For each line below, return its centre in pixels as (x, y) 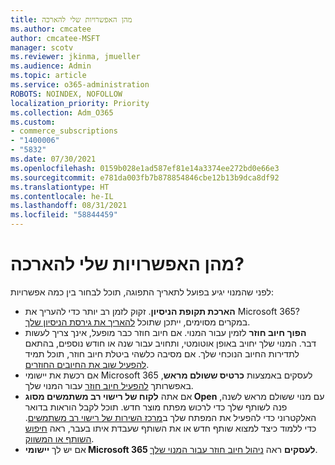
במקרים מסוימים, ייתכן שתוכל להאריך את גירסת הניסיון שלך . (137, 322)
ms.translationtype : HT (60, 187)
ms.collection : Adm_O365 (62, 112)
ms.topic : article (48, 76)
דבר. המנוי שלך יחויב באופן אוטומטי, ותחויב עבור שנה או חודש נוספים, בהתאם (170, 343)
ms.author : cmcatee (51, 29)
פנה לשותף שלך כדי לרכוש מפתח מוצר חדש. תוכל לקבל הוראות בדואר (156, 407)
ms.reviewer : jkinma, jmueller (75, 57)
